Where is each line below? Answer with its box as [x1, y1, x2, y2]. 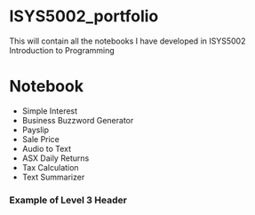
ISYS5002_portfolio [9, 6, 159, 27]
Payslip [21, 124, 50, 135]
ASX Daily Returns [21, 153, 90, 163]
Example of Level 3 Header [9, 194, 127, 206]
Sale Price [21, 133, 60, 144]
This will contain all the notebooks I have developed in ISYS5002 [9, 36, 246, 46]
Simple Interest [21, 105, 78, 116]
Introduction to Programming [9, 44, 116, 55]
